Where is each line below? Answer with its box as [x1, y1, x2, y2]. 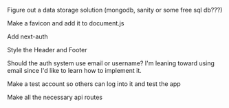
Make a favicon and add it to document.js [7, 19, 124, 27]
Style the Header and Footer [7, 46, 87, 54]
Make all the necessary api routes [7, 93, 103, 101]
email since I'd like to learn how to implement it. [7, 67, 142, 74]
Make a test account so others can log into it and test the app [7, 80, 181, 88]
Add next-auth [7, 32, 48, 41]
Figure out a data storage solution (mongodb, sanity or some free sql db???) [7, 6, 223, 14]
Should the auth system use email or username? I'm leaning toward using [7, 59, 215, 67]
